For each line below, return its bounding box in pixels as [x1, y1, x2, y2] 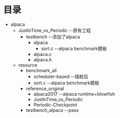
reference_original [26, 85, 64, 92]
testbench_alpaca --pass [26, 107, 79, 113]
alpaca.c [33, 51, 52, 57]
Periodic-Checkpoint [33, 102, 78, 108]
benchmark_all [26, 67, 57, 73]
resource [18, 62, 38, 68]
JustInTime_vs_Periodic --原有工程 [18, 27, 91, 33]
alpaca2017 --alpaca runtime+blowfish [33, 91, 115, 97]
